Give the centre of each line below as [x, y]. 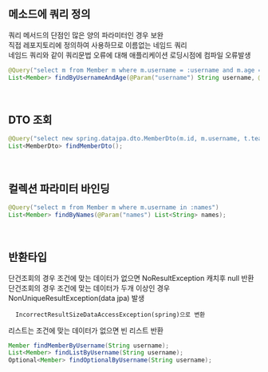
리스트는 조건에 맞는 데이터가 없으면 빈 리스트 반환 [86, 330]
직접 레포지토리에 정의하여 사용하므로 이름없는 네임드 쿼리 [98, 45]
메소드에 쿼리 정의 [49, 14]
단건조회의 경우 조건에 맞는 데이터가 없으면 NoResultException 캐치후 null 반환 [131, 278]
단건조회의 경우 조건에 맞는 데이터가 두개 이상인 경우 [89, 288]
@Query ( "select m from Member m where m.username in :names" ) [114, 207]
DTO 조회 [30, 119]
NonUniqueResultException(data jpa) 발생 [77, 298]
